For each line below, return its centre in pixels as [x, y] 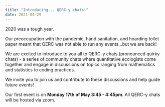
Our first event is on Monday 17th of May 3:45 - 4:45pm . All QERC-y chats [83, 94]
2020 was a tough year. [30, 29]
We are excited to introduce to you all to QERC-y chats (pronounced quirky [82, 54]
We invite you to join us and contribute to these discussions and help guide [83, 79]
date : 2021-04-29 [23, 15]
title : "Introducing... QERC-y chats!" [47, 10]
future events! [20, 85]
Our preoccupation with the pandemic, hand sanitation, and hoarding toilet [82, 39]
